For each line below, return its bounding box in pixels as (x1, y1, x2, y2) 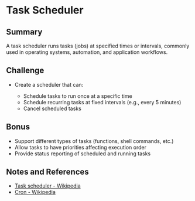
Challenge (6, 66, 45, 76)
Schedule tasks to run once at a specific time (23, 92, 133, 100)
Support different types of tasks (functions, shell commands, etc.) (14, 137, 174, 144)
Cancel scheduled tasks (23, 105, 82, 112)
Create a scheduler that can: (14, 81, 84, 88)
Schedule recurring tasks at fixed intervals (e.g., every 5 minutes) (23, 98, 182, 105)
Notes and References (6, 167, 89, 177)
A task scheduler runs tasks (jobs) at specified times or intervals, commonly (6, 42, 190, 49)
